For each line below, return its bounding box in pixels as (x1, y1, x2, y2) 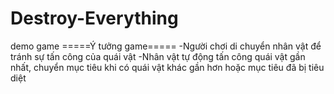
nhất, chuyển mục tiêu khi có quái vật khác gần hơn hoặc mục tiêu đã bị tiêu (10, 61, 325, 73)
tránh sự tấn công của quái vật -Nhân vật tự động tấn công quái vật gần (10, 50, 306, 62)
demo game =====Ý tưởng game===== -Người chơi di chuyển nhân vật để (10, 40, 322, 52)
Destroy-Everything (10, 7, 179, 30)
